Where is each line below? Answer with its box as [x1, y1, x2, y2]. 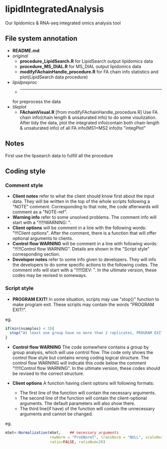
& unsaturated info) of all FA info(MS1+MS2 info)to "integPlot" [19, 125, 146, 131]
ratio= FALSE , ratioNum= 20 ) [49, 439, 106, 445]
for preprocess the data [12, 98, 61, 104]
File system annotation [5, 34, 78, 43]
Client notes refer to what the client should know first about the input [12, 193, 155, 199]
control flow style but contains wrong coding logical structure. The [12, 355, 149, 361]
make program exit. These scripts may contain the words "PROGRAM [12, 301, 155, 307]
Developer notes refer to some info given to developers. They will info [12, 257, 157, 263]
